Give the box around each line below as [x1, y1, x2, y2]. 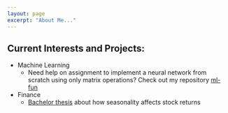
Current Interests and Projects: [7, 43, 145, 54]
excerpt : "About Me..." [7, 17, 77, 24]
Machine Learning [17, 61, 70, 70]
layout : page [7, 10, 45, 17]
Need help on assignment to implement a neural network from [27, 68, 207, 77]
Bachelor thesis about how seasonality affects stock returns [27, 98, 201, 107]
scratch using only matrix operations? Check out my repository [27, 76, 210, 84]
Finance [17, 91, 41, 99]
